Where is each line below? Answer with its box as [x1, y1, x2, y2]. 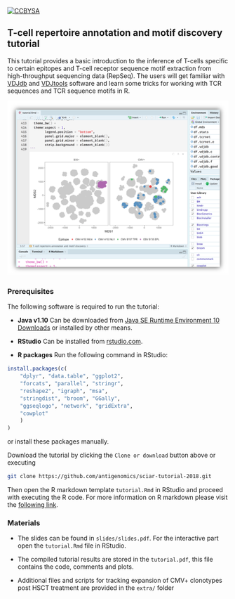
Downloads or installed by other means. [17, 323, 133, 332]
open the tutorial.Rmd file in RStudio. [17, 541, 126, 550]
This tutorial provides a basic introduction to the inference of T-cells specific [7, 56, 229, 65]
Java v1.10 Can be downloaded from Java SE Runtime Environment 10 [17, 316, 220, 325]
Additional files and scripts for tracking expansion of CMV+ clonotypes [17, 577, 222, 585]
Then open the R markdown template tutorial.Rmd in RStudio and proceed [7, 486, 223, 494]
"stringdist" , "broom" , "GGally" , [20, 394, 121, 402]
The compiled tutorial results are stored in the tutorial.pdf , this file [17, 555, 213, 564]
